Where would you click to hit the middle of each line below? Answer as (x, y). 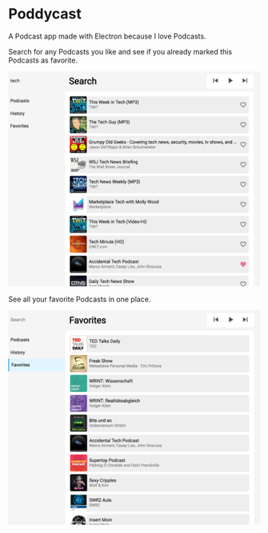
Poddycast (45, 14)
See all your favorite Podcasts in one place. (80, 299)
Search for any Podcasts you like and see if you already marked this (120, 51)
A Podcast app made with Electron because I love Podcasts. (107, 36)
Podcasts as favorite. (43, 60)
